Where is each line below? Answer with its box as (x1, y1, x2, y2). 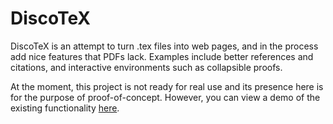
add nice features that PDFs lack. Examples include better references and (10, 50, 314, 62)
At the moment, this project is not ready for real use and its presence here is (10, 80, 324, 92)
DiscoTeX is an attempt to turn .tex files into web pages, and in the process (10, 40, 319, 52)
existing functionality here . (10, 102, 120, 114)
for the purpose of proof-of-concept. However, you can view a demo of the (10, 91, 321, 103)
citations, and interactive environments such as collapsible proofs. (10, 61, 283, 73)
